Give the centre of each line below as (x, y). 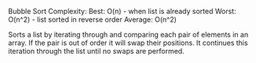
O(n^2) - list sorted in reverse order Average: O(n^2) (92, 19)
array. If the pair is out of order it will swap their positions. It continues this (128, 43)
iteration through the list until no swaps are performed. (96, 51)
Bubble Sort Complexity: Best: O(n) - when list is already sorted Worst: (123, 11)
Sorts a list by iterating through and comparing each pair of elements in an (128, 35)
